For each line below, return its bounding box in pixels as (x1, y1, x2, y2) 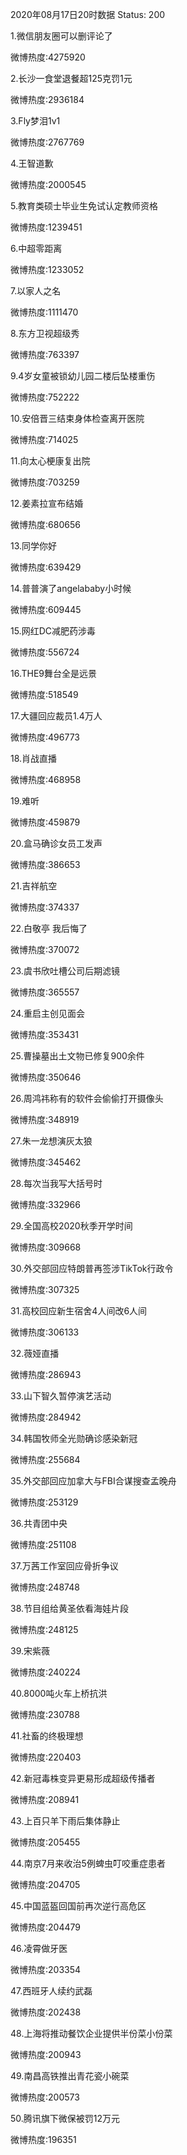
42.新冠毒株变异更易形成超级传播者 (10, 1773, 156, 1784)
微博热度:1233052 (10, 264, 85, 275)
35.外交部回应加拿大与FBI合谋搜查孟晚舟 (10, 1475, 177, 1487)
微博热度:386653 (10, 859, 81, 870)
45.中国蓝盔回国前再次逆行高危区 (10, 1900, 147, 1912)
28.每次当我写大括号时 (10, 1178, 103, 1189)
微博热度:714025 (10, 434, 79, 445)
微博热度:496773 (10, 731, 80, 743)
